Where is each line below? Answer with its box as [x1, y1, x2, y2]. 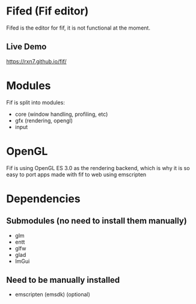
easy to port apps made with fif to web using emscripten [6, 171, 147, 178]
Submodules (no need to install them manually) [6, 216, 188, 226]
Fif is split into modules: [6, 98, 65, 106]
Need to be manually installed [6, 275, 120, 285]
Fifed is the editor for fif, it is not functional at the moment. [6, 24, 150, 31]
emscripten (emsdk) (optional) [14, 291, 90, 298]
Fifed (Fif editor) [6, 4, 89, 18]
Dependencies [6, 192, 81, 206]
